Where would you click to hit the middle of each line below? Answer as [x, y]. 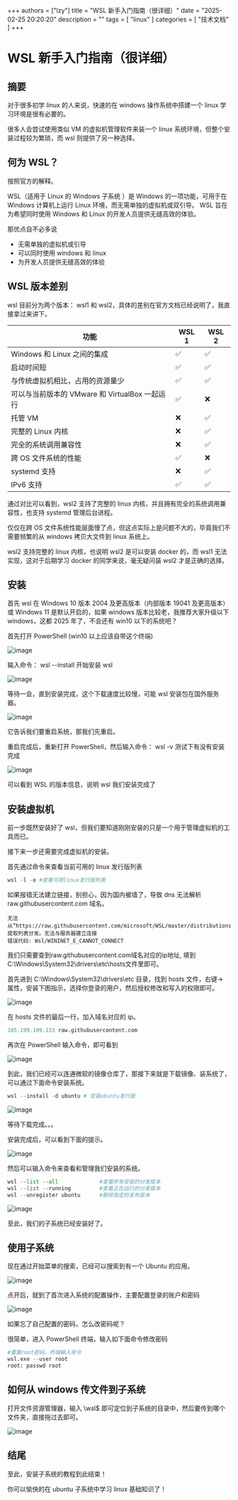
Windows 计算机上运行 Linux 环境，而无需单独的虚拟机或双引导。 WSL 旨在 [118, 205]
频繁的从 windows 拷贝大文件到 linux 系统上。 [86, 536]
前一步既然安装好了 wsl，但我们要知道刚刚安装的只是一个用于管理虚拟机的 [116, 827]
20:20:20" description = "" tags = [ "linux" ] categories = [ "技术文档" [128, 19]
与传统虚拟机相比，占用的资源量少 [68, 380]
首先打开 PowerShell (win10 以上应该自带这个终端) [80, 636]
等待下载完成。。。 [32, 1124]
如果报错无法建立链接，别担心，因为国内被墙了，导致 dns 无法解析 [104, 895]
